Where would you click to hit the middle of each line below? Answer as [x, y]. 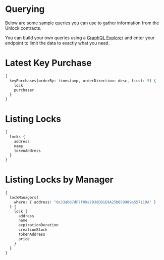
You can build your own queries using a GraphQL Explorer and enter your [80, 38]
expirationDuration [38, 225]
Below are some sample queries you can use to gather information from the [82, 23]
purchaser [24, 90]
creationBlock [33, 230]
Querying [25, 9]
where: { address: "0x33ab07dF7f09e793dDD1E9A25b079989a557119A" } [85, 202]
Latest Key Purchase [48, 63]
